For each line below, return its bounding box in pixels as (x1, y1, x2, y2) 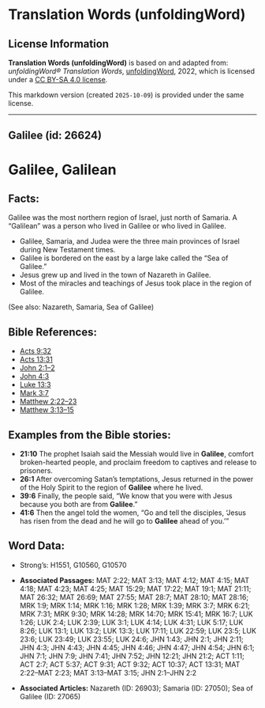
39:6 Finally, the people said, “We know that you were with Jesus (19, 491, 233, 501)
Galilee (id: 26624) (8, 129, 103, 142)
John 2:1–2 (19, 363, 55, 373)
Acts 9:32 (19, 346, 52, 356)
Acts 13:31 (19, 354, 53, 365)
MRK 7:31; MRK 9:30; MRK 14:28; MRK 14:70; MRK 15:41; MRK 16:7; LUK (19, 609, 254, 619)
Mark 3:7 (19, 388, 50, 398)
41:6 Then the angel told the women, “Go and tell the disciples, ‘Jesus (19, 508, 247, 517)
